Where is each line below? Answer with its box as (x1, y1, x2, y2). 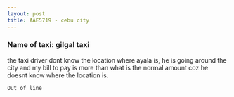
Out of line (7, 84, 42, 91)
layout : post (7, 10, 46, 18)
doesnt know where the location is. (7, 71, 109, 79)
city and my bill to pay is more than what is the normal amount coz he (7, 63, 209, 72)
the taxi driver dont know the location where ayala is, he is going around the (7, 56, 227, 64)
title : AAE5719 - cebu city (7, 17, 90, 24)
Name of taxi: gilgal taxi (7, 40, 90, 50)
